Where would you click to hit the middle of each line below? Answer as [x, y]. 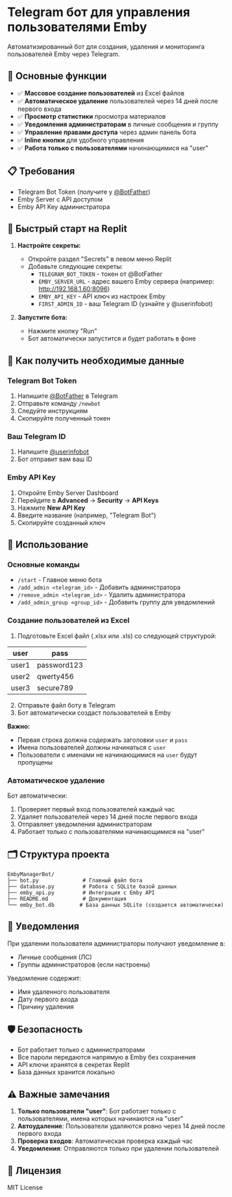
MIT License [25, 1188]
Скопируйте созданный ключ [61, 522]
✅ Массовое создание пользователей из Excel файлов [101, 93]
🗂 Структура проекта [59, 855]
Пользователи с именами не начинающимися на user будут [107, 755]
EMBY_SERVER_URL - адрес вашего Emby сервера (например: [126, 282]
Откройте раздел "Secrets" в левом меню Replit [100, 259]
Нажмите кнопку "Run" [63, 331]
